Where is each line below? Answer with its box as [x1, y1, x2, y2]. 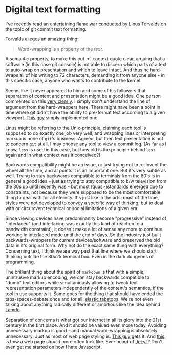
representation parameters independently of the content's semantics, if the [5, 285, 164, 291]
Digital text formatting [5, 4, 101, 15]
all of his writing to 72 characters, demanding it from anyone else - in [19, 72, 165, 78]
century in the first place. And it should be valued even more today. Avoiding [5, 322, 166, 328]
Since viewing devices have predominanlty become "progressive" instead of [5, 215, 167, 221]
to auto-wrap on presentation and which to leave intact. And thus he [5, 67, 149, 73]
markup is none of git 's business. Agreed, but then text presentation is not [5, 135, 164, 141]
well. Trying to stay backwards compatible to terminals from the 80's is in [5, 173, 160, 179]
